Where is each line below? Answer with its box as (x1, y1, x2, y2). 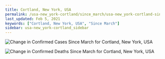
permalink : (5, 12, 27, 17)
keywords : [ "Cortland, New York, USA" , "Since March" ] (5, 21, 120, 26)
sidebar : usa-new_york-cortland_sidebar (5, 26, 89, 30)
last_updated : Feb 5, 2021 (5, 16, 60, 21)
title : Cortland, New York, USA (5, 7, 71, 12)
